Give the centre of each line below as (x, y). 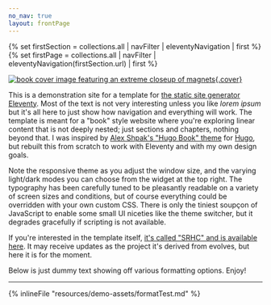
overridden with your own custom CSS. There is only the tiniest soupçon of (133, 205)
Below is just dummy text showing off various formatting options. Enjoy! (127, 270)
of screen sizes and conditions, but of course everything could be (118, 196)
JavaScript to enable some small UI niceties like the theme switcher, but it (131, 213)
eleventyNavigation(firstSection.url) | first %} (83, 63)
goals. (19, 155)
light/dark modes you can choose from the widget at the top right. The (125, 179)
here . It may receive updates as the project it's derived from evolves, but (129, 246)
